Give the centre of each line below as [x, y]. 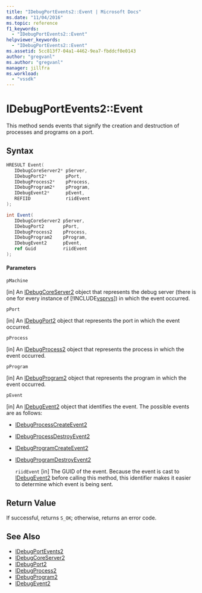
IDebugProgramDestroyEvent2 [53, 460]
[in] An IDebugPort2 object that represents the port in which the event [93, 321]
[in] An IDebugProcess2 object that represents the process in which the [95, 349]
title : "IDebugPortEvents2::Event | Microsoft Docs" [74, 12]
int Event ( [20, 215]
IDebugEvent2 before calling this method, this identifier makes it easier [103, 478]
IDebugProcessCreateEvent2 [51, 425]
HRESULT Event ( [25, 165]
